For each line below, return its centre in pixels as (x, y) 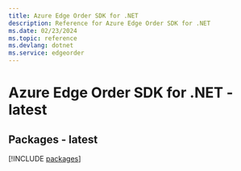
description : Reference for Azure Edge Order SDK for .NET (110, 23)
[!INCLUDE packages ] (45, 159)
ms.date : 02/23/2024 (43, 31)
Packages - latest (53, 139)
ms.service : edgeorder (46, 53)
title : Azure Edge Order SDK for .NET (73, 16)
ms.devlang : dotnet (41, 46)
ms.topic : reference (43, 38)
